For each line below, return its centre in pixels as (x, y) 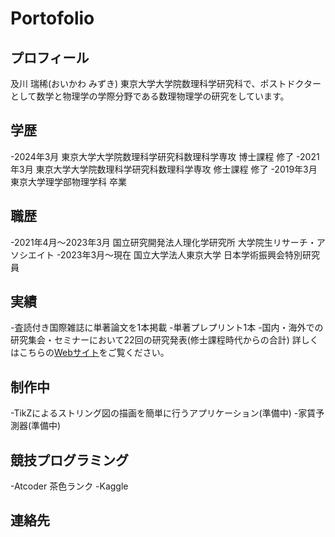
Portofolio (52, 18)
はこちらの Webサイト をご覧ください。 (90, 353)
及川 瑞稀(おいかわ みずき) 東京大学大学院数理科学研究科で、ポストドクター (166, 83)
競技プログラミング (69, 460)
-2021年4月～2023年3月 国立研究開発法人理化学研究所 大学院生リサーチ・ (163, 242)
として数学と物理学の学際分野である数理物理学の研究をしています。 (150, 96)
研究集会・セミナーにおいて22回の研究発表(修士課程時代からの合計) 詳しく (164, 340)
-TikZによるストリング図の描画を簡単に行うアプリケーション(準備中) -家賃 (163, 413)
